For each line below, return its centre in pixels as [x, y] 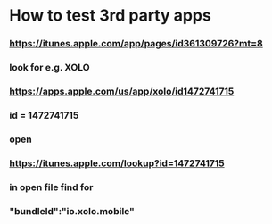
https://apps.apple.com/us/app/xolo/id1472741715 [122, 91]
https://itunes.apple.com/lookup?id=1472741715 [117, 163]
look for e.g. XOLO [50, 68]
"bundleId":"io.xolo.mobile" [72, 211]
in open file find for [51, 187]
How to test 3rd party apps [110, 16]
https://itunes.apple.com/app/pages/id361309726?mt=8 [136, 44]
